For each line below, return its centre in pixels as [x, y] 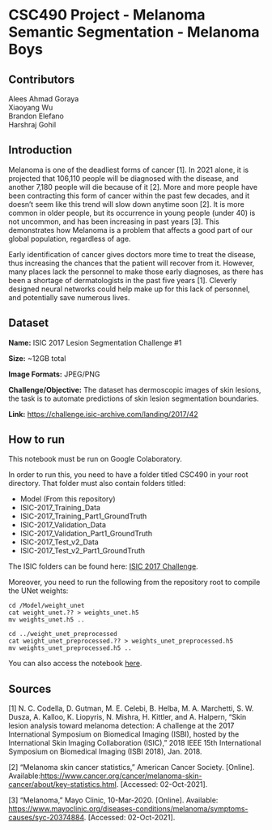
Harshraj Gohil [32, 125]
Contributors [42, 79]
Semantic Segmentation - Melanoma [134, 32]
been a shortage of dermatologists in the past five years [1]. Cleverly [123, 280]
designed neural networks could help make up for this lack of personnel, [130, 289]
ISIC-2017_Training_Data [60, 508]
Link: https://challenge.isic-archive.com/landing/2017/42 [103, 414]
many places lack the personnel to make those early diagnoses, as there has [136, 271]
